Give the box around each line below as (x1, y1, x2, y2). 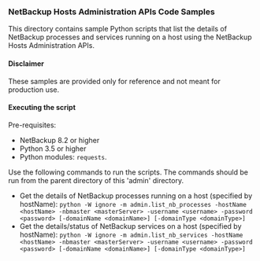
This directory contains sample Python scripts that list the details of (8, 24, 227, 34)
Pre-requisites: (8, 120, 57, 130)
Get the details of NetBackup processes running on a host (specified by (19, 191, 253, 200)
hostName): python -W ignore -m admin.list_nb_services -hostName (19, 230, 243, 239)
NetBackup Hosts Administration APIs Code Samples (8, 6, 215, 17)
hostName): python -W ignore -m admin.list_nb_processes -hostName (19, 199, 247, 208)
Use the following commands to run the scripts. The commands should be (8, 167, 248, 177)
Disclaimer (8, 58, 45, 68)
